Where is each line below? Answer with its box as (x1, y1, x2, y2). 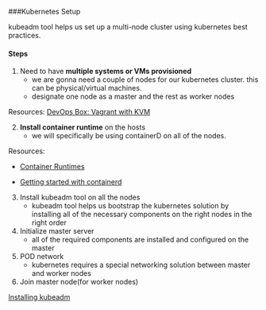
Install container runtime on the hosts (19, 122, 145, 132)
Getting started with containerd (19, 177, 122, 187)
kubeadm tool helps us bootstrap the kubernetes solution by (31, 201, 229, 211)
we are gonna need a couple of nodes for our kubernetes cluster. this (31, 75, 259, 84)
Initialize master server (19, 227, 94, 236)
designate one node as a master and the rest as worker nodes (31, 91, 235, 102)
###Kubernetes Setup (8, 7, 81, 16)
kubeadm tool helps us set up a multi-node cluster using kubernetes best (8, 22, 248, 31)
